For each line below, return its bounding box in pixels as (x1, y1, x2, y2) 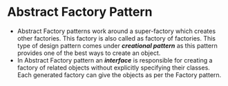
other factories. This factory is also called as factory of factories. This (17, 34, 216, 42)
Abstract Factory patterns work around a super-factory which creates (17, 27, 216, 35)
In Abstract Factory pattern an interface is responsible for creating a (17, 56, 213, 64)
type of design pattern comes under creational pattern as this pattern (17, 41, 218, 50)
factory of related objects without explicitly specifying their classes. (17, 63, 211, 72)
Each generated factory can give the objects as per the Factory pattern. (17, 70, 222, 79)
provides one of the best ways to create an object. (17, 49, 161, 57)
